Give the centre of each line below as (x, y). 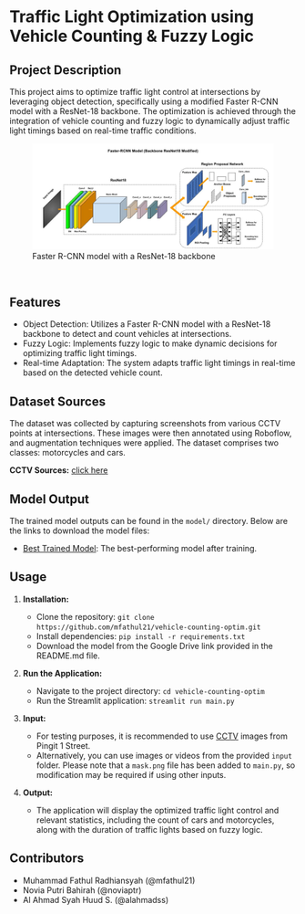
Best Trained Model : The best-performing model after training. (140, 548)
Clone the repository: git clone (95, 616)
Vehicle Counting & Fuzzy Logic (132, 36)
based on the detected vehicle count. (92, 373)
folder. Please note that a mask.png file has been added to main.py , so (166, 765)
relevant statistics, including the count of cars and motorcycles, (155, 820)
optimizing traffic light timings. (80, 353)
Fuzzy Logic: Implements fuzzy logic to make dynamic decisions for (150, 343)
